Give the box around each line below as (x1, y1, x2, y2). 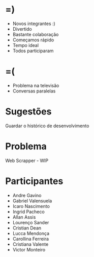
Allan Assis (12, 214, 36, 220)
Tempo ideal (12, 42, 39, 48)
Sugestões (5, 106, 52, 118)
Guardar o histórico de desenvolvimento (5, 123, 89, 129)
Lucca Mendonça (12, 230, 50, 236)
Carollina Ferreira (12, 236, 49, 242)
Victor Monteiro (12, 246, 46, 252)
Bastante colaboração (12, 31, 59, 37)
